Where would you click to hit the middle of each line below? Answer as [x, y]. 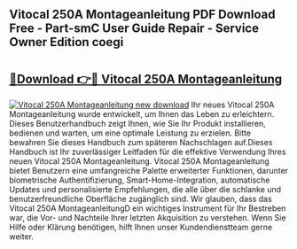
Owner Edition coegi [66, 42]
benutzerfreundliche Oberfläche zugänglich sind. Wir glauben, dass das [141, 199]
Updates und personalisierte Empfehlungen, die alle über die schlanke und [145, 189]
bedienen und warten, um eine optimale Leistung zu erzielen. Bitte [130, 133]
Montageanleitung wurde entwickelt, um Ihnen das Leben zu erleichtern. [142, 114]
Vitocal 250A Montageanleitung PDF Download [142, 15]
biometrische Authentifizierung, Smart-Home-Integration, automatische [140, 180]
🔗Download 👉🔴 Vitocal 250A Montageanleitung [146, 79]
